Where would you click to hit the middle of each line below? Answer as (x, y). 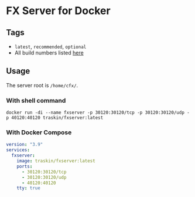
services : (18, 150)
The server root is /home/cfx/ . (42, 85)
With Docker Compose (39, 133)
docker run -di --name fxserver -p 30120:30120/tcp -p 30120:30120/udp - (98, 113)
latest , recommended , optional (50, 46)
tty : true (29, 188)
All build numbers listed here (49, 53)
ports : (25, 166)
